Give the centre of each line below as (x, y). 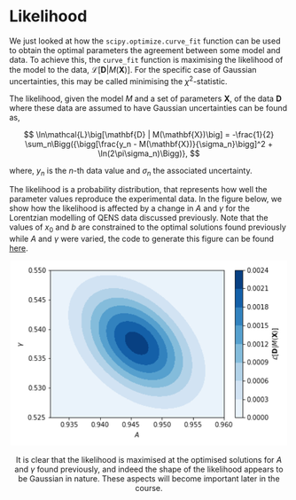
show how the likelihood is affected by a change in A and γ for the (129, 208)
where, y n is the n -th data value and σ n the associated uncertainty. (131, 172)
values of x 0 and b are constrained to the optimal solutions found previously (148, 228)
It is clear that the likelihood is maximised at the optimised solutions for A (149, 459)
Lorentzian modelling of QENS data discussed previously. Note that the (139, 218)
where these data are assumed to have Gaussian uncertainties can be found (148, 107)
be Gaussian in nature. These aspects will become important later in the (149, 478)
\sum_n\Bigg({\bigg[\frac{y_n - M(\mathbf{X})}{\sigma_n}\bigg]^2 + (149, 144)
